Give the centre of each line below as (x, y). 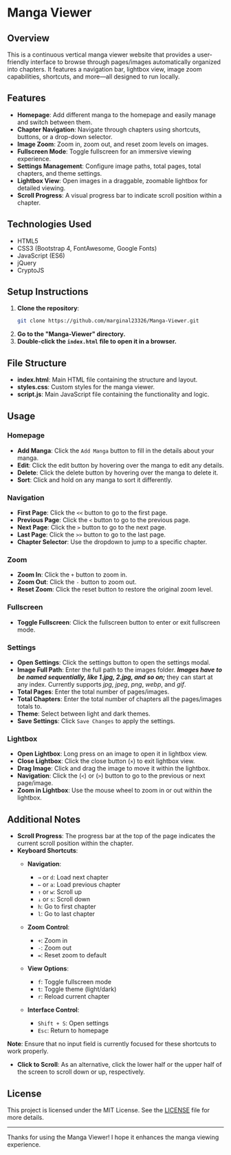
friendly (18, 62)
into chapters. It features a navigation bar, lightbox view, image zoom (104, 69)
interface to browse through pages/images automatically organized (126, 62)
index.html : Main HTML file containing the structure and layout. (107, 379)
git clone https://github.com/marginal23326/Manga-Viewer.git (108, 321)
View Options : (48, 968)
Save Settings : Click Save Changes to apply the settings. (96, 721)
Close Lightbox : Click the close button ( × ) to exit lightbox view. (106, 761)
